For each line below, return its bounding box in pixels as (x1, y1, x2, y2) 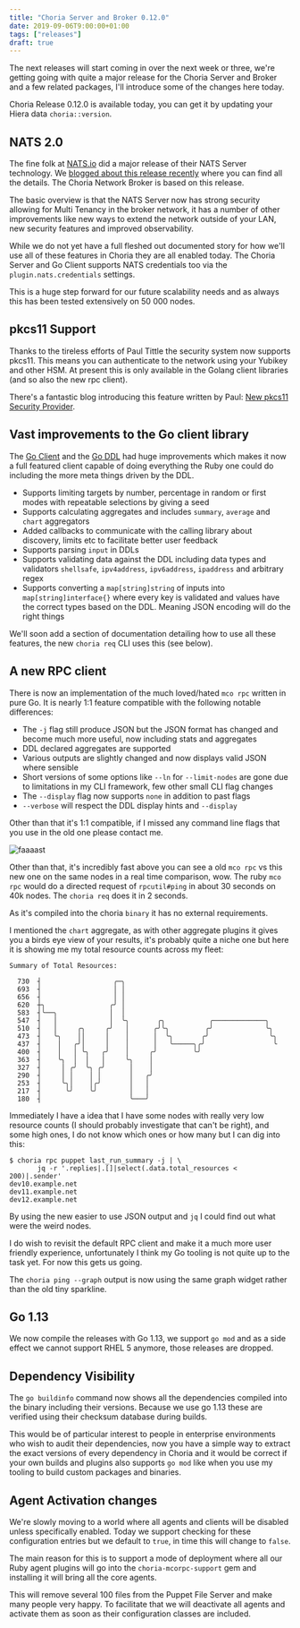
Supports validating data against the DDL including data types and (21, 553, 266, 564)
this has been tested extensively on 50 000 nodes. (9, 296, 196, 307)
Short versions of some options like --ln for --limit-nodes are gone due (21, 771, 288, 782)
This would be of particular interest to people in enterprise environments (9, 1429, 276, 1440)
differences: (9, 707, 54, 717)
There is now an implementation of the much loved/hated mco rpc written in (9, 687, 287, 698)
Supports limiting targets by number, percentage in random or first (21, 487, 267, 498)
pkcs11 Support (9, 321, 96, 337)
